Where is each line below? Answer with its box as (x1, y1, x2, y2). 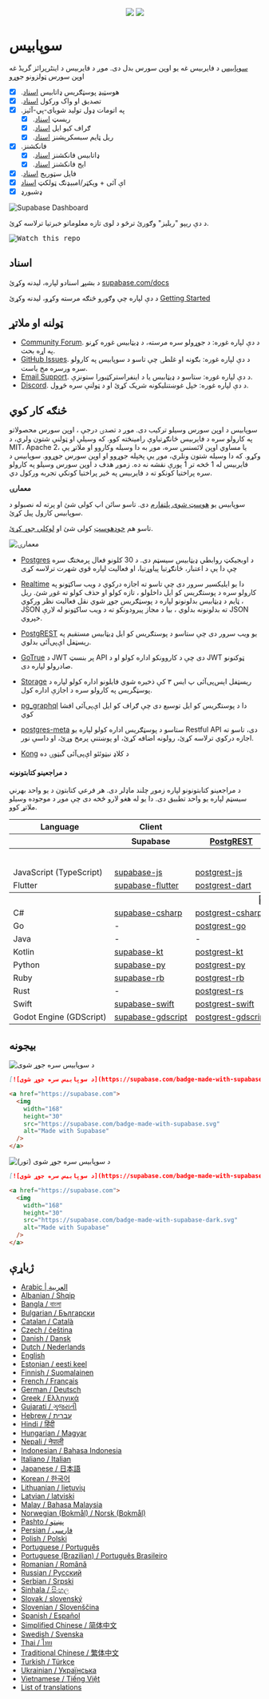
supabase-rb (113, 973, 164, 984)
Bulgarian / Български (20, 1307, 95, 1317)
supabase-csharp (113, 907, 183, 918)
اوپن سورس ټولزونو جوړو (9, 71, 85, 81)
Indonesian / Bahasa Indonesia (20, 1445, 122, 1455)
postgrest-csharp (195, 907, 263, 918)
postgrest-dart (195, 880, 252, 891)
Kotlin (13, 946, 35, 958)
